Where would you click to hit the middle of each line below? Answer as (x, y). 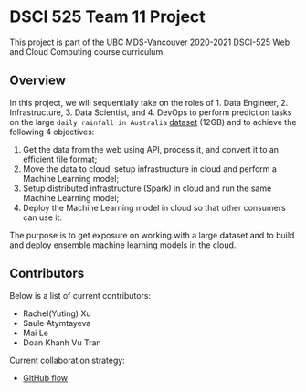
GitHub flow (45, 377)
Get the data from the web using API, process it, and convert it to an (151, 149)
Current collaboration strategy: (67, 360)
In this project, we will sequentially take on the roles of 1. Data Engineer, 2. (149, 102)
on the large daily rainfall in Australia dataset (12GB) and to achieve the (153, 122)
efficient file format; (60, 159)
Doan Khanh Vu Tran (62, 342)
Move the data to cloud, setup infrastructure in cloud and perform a (149, 169)
